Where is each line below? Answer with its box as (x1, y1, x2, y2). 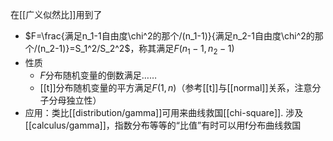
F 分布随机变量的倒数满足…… (39, 69, 158, 81)
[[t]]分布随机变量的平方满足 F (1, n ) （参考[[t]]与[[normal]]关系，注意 (39, 81, 313, 93)
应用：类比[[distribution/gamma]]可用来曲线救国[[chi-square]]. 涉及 (24, 106, 304, 118)
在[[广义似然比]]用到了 (10, 9, 103, 20)
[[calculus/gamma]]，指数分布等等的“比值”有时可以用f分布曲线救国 (24, 119, 302, 131)
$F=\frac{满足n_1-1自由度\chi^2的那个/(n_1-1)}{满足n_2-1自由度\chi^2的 (24, 30, 315, 42)
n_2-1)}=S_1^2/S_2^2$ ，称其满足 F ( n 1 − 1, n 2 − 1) (39, 43, 235, 57)
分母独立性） (48, 94, 102, 106)
